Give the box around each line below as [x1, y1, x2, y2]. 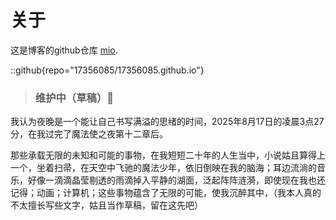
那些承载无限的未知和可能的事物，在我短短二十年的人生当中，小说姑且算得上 [10, 149, 326, 161]
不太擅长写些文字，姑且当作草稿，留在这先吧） [10, 199, 203, 211]
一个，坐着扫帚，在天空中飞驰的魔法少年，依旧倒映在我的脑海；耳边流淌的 [10, 162, 317, 174]
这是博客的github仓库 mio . [10, 44, 118, 56]
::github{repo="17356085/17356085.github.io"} [10, 64, 205, 76]
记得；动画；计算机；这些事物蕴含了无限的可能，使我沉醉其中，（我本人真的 [10, 187, 322, 199]
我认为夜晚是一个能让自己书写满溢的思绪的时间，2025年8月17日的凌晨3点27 [10, 116, 325, 128]
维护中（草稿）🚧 [34, 91, 115, 105]
